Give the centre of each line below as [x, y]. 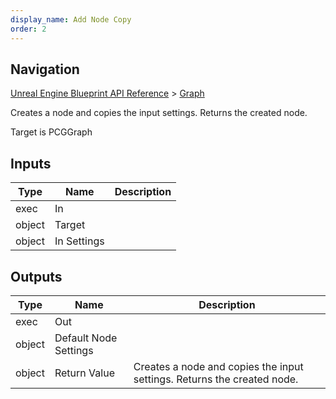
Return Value [84, 373]
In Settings [79, 241]
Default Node [86, 338]
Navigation [45, 69]
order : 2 [28, 29]
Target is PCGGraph [51, 132]
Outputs [36, 276]
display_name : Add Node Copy [71, 19]
